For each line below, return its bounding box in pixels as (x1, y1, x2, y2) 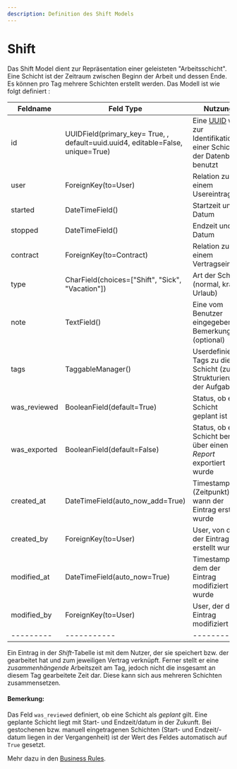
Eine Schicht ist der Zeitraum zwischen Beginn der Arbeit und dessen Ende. (7, 71, 227, 80)
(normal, (193, 279, 221, 289)
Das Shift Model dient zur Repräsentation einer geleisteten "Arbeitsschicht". (7, 64, 227, 73)
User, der (193, 601, 224, 611)
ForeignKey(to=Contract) (64, 250, 148, 260)
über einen (193, 440, 229, 450)
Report (193, 449, 215, 458)
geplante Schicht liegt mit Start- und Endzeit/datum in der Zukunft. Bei (7, 717, 212, 726)
